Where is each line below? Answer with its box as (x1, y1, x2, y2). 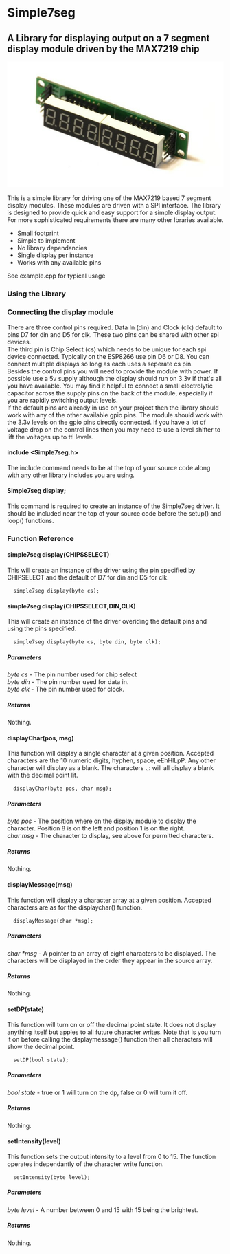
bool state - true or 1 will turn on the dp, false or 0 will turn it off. (7, 1088, 187, 1097)
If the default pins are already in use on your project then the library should (7, 404, 220, 412)
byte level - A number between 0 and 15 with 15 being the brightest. (7, 1205, 198, 1214)
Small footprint (16, 229, 59, 238)
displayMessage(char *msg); (13, 917, 94, 924)
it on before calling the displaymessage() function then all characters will (7, 1035, 213, 1043)
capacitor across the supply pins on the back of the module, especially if (7, 388, 213, 397)
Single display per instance (16, 251, 94, 259)
